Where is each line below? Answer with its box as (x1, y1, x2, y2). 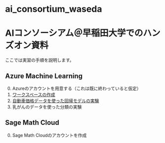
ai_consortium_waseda (5, 3, 102, 15)
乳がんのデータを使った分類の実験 (12, 104, 82, 109)
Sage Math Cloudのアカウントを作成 (12, 132, 87, 138)
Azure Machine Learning (5, 71, 83, 80)
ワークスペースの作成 (12, 91, 55, 97)
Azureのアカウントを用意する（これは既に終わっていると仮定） (12, 85, 141, 91)
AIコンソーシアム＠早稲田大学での (5, 28, 143, 39)
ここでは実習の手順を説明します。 (5, 57, 74, 63)
